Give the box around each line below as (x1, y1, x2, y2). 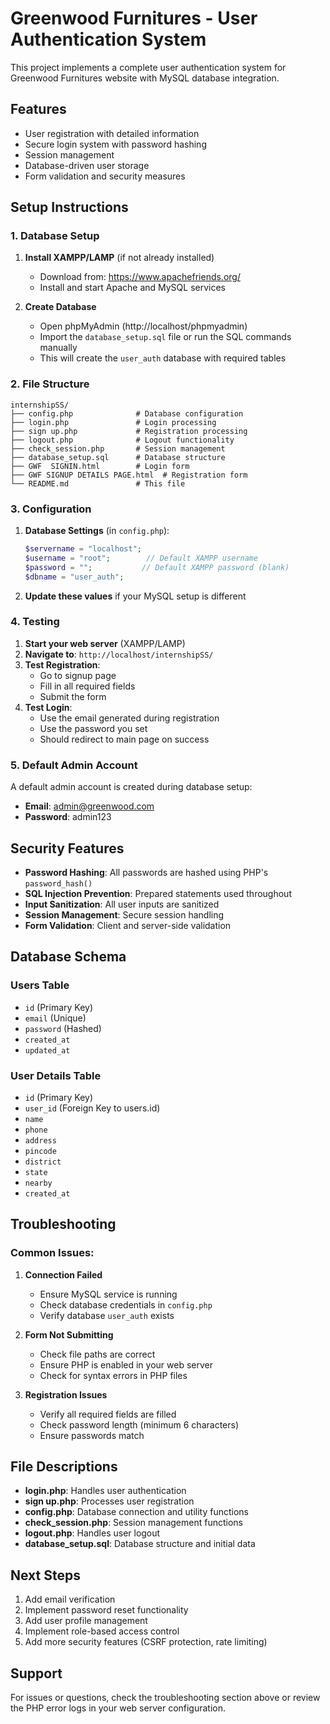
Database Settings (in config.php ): (24, 525, 170, 537)
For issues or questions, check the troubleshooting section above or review (10, 1692, 321, 1704)
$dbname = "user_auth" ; (24, 572, 125, 582)
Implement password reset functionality (24, 1604, 189, 1616)
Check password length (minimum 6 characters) (39, 1418, 240, 1431)
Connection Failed (24, 1268, 103, 1281)
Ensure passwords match (39, 1429, 145, 1441)
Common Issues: (10, 1246, 95, 1260)
